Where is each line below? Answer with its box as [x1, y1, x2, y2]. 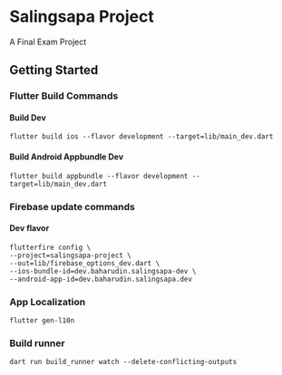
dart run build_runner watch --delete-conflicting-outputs [9, 358, 238, 367]
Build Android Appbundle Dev [9, 151, 124, 162]
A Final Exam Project [9, 36, 87, 47]
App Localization [9, 295, 86, 308]
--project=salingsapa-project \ [9, 251, 131, 260]
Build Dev [9, 111, 47, 123]
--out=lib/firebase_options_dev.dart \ [9, 258, 160, 268]
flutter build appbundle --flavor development [9, 171, 189, 180]
